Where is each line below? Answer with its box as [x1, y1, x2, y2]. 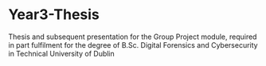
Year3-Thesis [8, 6, 100, 24]
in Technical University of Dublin [8, 49, 115, 58]
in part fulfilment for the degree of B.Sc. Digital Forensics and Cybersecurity [8, 40, 258, 49]
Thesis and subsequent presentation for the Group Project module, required [8, 32, 257, 41]
